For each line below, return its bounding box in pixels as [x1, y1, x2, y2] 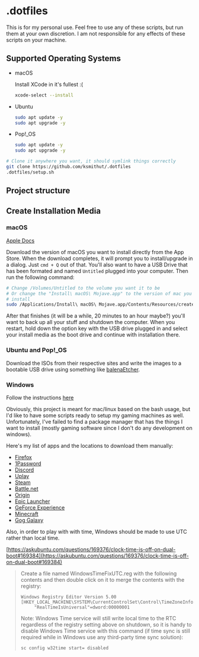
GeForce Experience [14, 504, 65, 511]
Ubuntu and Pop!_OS [6, 346, 67, 354]
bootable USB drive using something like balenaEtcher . [6, 366, 140, 373]
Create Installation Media [6, 206, 101, 216]
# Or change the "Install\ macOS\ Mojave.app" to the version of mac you [6, 290, 192, 297]
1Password [14, 460, 41, 467]
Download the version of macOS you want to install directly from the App [6, 248, 184, 255]
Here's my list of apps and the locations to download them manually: [6, 442, 174, 449]
